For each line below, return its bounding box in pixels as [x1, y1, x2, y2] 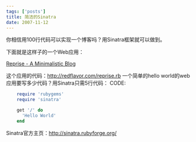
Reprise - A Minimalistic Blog [6, 60, 76, 67]
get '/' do [16, 108, 43, 113]
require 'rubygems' [16, 91, 65, 97]
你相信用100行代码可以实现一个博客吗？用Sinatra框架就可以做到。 [6, 36, 165, 43]
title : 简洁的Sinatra [6, 14, 56, 20]
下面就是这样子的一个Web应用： [6, 49, 84, 56]
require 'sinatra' [16, 97, 62, 103]
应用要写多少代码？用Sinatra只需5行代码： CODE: [6, 79, 126, 86]
